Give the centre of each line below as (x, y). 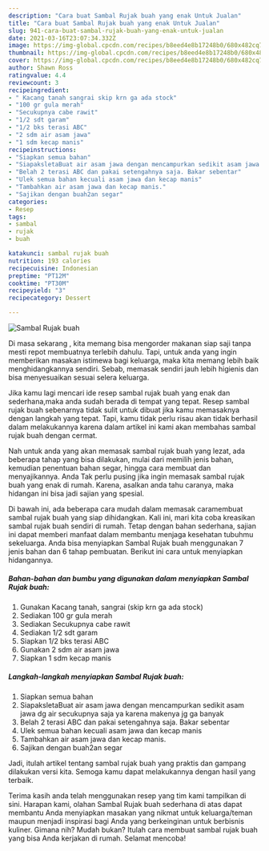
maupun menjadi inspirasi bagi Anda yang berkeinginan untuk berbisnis (126, 821)
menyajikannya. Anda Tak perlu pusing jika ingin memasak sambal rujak (126, 476)
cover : (19, 61)
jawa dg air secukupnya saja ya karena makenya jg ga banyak (122, 713)
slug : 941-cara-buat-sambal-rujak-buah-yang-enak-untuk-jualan (116, 30)
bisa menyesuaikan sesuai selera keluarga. (79, 377)
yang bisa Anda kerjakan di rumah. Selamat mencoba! (97, 838)
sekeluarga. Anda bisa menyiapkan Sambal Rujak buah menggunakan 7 (126, 543)
